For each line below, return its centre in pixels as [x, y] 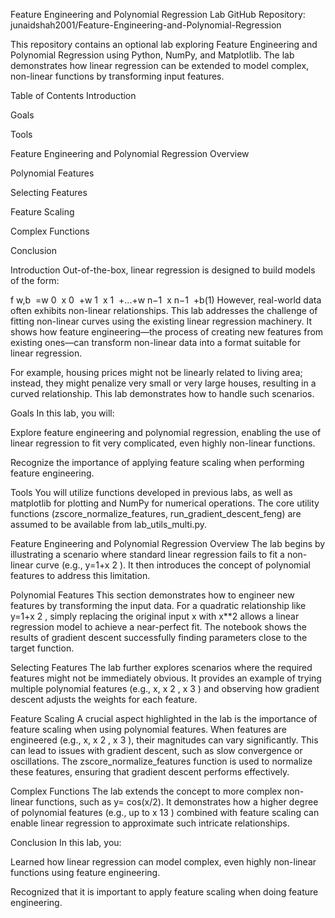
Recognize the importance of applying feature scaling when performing [157, 462]
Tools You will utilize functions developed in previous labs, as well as [151, 492]
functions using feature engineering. [85, 872]
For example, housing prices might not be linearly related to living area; [156, 372]
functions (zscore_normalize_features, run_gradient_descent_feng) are [156, 513]
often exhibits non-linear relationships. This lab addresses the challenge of [164, 310]
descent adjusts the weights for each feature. [104, 699]
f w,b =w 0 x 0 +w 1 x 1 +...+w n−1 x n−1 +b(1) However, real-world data [166, 300]
